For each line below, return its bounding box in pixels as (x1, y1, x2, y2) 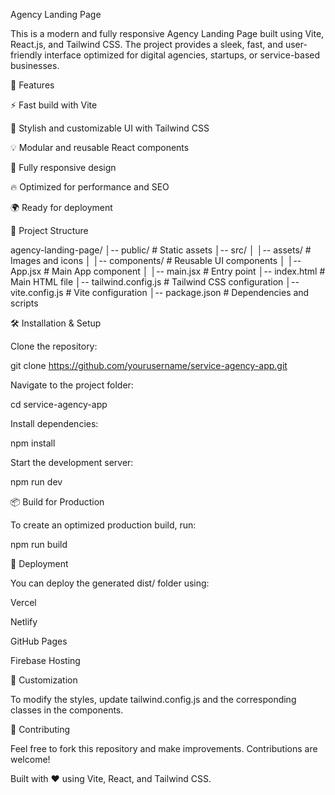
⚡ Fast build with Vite (10, 99, 98, 111)
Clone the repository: (10, 340, 98, 352)
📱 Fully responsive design (10, 162, 117, 173)
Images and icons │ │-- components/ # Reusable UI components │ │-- (10, 255, 302, 266)
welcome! (10, 754, 51, 765)
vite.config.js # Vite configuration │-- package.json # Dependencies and (10, 287, 310, 298)
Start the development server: (10, 457, 134, 468)
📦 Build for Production (10, 496, 105, 508)
